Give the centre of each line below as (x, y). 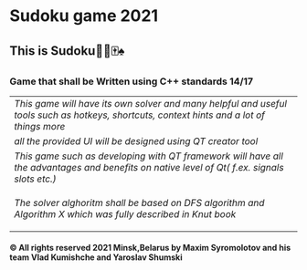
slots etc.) (35, 179)
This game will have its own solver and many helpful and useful (151, 103)
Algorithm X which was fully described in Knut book (125, 213)
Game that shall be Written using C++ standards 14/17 (132, 81)
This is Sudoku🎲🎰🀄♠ (67, 51)
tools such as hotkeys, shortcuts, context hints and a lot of (140, 115)
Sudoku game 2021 (84, 16)
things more (40, 126)
